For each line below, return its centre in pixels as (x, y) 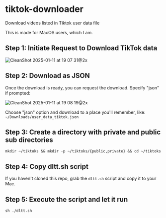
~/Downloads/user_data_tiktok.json (42, 117)
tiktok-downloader (44, 9)
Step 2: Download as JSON (48, 76)
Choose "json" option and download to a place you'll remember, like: (75, 112)
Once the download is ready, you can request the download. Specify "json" (82, 87)
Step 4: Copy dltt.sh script (47, 167)
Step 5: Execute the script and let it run (67, 199)
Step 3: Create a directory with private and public (83, 132)
